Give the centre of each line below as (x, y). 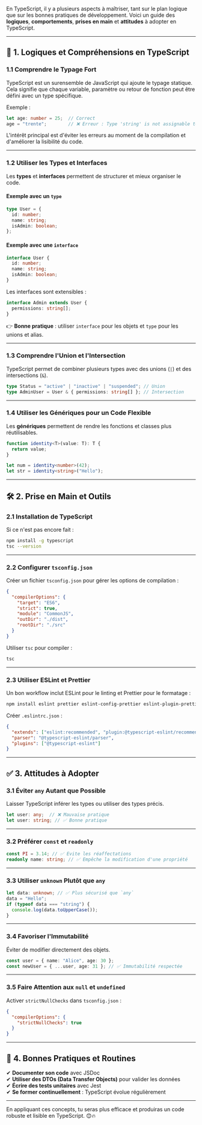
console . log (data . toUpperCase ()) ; (55, 910)
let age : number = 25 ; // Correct (51, 118)
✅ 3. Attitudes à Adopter (53, 773)
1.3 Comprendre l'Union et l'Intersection (66, 356)
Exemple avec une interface (42, 245)
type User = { (24, 209)
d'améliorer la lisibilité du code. (45, 142)
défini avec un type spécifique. (44, 95)
